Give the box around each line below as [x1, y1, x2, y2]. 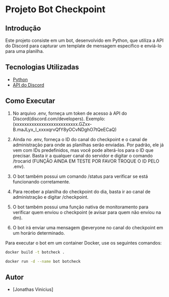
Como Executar [5, 97, 55, 105]
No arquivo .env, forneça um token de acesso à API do [12, 110, 127, 116]
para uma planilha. [5, 48, 44, 54]
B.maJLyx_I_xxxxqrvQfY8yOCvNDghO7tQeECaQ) [12, 126, 117, 132]
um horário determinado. [12, 230, 65, 236]
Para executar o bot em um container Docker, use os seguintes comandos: [5, 239, 162, 246]
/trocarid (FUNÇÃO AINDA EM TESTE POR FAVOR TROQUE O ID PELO [12, 158, 159, 164]
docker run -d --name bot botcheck [5, 259, 81, 264]
